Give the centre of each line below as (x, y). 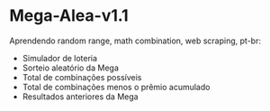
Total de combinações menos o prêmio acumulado (116, 87)
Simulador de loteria (59, 58)
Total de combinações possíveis (82, 77)
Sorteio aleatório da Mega (70, 68)
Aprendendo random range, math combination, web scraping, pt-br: (135, 41)
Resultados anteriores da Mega (80, 97)
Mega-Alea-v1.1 (69, 16)
